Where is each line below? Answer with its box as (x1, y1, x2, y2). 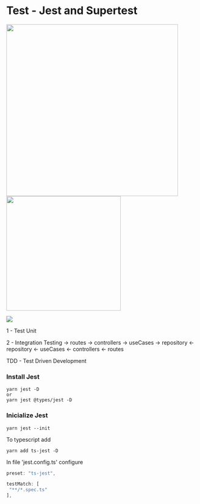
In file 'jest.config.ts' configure (6, 458, 84, 466)
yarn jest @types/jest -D (6, 397, 72, 403)
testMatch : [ (6, 481, 40, 488)
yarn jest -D (6, 386, 40, 393)
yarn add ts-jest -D (6, 447, 59, 454)
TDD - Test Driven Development (6, 357, 87, 364)
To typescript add (6, 436, 51, 443)
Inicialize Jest (6, 411, 48, 420)
